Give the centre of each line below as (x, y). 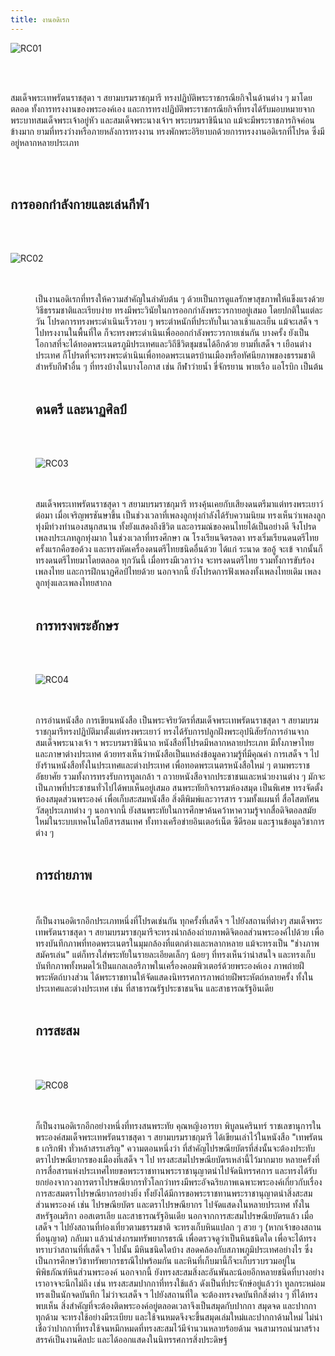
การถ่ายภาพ (64, 875)
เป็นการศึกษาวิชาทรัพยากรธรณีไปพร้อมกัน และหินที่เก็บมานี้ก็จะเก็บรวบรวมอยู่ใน (165, 1260)
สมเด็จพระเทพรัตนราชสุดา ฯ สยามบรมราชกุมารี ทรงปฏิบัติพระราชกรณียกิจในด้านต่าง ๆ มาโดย (161, 97)
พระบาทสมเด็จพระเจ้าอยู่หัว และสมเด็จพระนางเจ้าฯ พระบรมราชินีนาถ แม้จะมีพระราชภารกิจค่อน (162, 120)
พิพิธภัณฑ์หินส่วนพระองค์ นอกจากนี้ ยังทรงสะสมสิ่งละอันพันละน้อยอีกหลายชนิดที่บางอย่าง (180, 1272)
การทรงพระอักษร (77, 625)
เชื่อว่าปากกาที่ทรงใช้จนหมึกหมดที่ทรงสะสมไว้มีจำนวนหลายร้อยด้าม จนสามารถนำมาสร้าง (177, 1328)
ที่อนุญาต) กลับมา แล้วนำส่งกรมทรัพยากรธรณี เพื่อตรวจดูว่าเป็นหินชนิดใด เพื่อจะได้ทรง (176, 1238)
